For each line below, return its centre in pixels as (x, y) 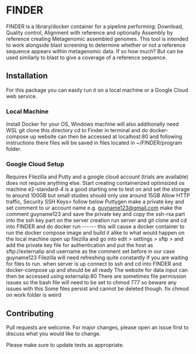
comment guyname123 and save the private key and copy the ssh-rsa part (96, 214)
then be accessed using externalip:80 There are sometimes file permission (96, 276)
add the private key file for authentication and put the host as (80, 245)
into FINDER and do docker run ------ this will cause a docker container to (95, 226)
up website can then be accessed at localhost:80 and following (106, 137)
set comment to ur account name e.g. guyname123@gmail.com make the (94, 208)
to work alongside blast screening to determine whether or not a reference (96, 45)
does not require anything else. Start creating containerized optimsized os (95, 183)
